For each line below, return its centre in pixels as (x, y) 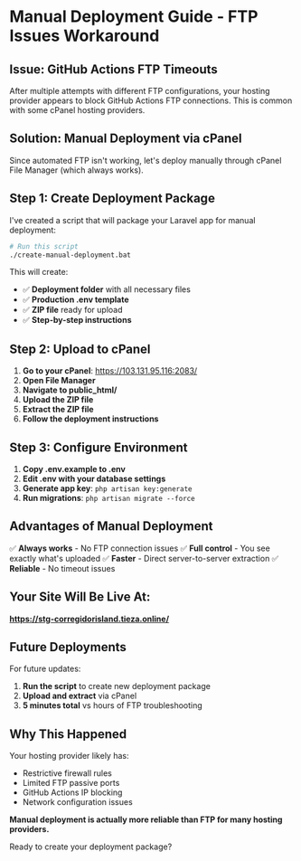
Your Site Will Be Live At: (80, 597)
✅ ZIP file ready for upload (72, 310)
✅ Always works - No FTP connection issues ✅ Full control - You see (140, 548)
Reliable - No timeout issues (62, 568)
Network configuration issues (77, 802)
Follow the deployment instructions (90, 419)
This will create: (39, 272)
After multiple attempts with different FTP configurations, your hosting (140, 91)
